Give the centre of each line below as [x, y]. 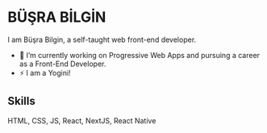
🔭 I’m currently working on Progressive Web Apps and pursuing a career [139, 55]
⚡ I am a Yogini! [45, 73]
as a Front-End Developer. [63, 64]
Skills [21, 101]
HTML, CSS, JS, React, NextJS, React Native [82, 120]
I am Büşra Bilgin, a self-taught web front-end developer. [102, 39]
